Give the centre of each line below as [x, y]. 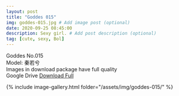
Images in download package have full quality [62, 69]
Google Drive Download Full [40, 75]
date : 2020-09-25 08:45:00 [39, 28]
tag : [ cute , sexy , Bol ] [35, 39]
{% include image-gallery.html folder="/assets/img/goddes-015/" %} [90, 87]
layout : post [22, 11]
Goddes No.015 [25, 56]
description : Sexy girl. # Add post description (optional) [82, 34]
